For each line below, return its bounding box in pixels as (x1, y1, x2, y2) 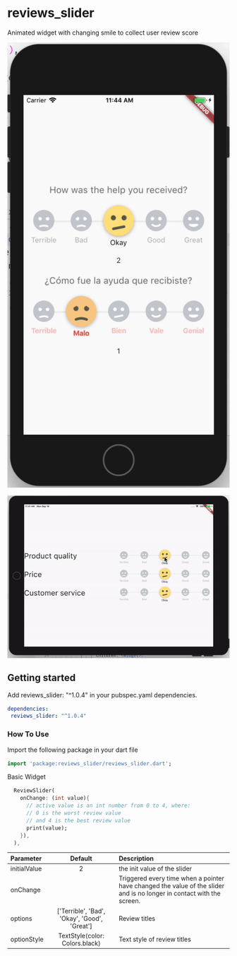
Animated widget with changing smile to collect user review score (7, 28, 199, 37)
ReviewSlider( (13, 787, 55, 794)
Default (70, 854, 93, 863)
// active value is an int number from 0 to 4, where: (25, 802, 191, 810)
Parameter (10, 854, 42, 863)
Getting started (7, 672, 76, 684)
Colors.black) (61, 938, 101, 948)
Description (119, 854, 154, 863)
